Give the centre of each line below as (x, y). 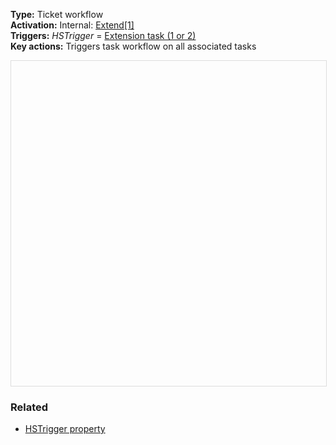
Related (29, 407)
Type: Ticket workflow (57, 14)
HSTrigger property (65, 429)
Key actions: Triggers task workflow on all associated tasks (133, 46)
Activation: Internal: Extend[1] (72, 25)
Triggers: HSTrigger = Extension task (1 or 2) (103, 35)
